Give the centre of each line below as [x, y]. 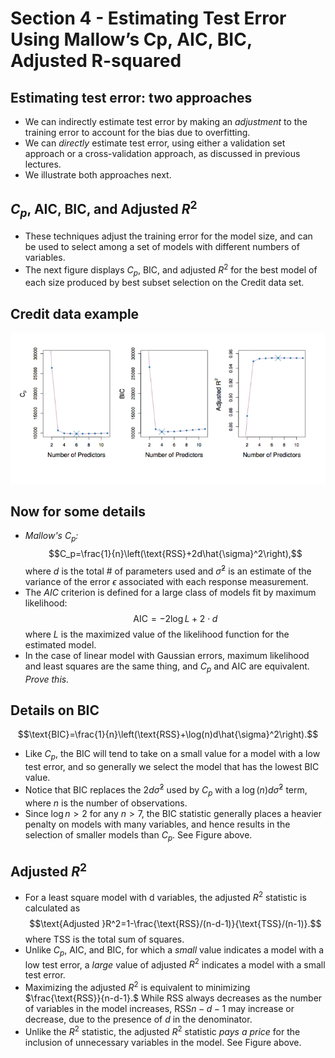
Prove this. [47, 679]
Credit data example [75, 313]
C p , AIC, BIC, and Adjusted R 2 [104, 209]
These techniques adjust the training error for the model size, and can [168, 236]
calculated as [52, 908]
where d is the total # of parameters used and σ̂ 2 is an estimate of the [168, 570]
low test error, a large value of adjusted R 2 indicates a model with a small [175, 964]
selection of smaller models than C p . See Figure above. [138, 835]
